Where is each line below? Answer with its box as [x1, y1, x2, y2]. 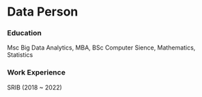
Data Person [7, 4, 78, 20]
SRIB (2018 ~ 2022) [7, 83, 63, 92]
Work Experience [7, 68, 66, 77]
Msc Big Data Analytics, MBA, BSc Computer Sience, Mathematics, [7, 43, 196, 52]
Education [7, 28, 42, 38]
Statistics [7, 51, 33, 59]
